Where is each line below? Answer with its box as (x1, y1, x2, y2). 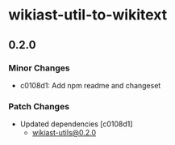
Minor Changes (8, 62, 70, 74)
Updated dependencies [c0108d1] (19, 119, 133, 129)
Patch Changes (8, 100, 70, 112)
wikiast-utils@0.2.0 (31, 128, 97, 138)
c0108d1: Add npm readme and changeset (19, 80, 161, 90)
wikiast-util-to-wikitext (8, 6, 168, 24)
